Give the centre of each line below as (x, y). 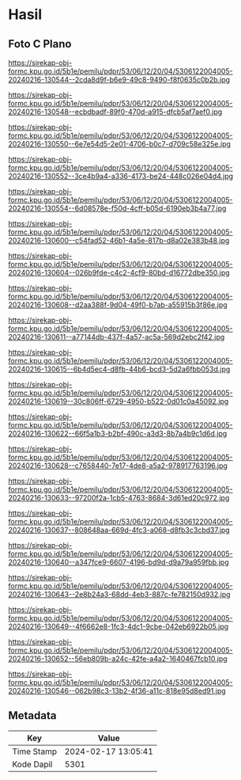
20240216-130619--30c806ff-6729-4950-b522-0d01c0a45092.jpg (119, 401)
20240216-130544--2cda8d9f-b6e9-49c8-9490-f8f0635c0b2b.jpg (119, 80)
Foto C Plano (40, 44)
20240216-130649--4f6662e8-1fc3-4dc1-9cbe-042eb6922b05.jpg (119, 626)
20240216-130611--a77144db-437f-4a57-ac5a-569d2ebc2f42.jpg (117, 337)
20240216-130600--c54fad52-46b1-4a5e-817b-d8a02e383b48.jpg (119, 240)
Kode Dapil (32, 764)
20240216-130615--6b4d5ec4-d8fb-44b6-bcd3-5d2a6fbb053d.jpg (119, 369)
